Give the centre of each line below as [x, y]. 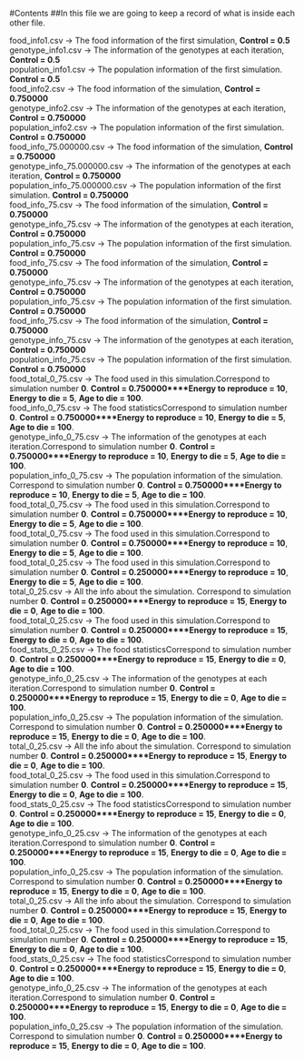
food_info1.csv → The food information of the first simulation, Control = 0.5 [150, 40]
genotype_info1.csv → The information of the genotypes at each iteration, [147, 50]
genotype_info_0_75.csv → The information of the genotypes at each [138, 437]
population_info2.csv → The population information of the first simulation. [147, 127]
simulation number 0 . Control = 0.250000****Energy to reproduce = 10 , [149, 572]
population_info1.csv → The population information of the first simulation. [146, 69]
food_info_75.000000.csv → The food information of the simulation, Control [151, 146]
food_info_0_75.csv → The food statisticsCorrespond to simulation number [148, 408]
